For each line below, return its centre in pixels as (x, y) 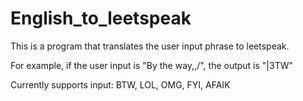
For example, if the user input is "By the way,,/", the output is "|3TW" (152, 65)
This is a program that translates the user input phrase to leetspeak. (150, 46)
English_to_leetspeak (101, 18)
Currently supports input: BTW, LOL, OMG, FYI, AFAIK (120, 84)
